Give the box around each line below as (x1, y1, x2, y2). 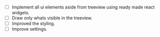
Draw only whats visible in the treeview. (11, 15, 92, 21)
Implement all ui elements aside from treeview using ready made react (11, 4, 155, 10)
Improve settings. (11, 26, 47, 32)
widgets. (11, 10, 30, 16)
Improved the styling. (11, 21, 55, 27)
